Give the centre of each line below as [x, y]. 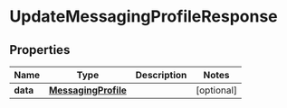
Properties [40, 50]
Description [161, 75]
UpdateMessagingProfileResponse [143, 17]
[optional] [217, 90]
